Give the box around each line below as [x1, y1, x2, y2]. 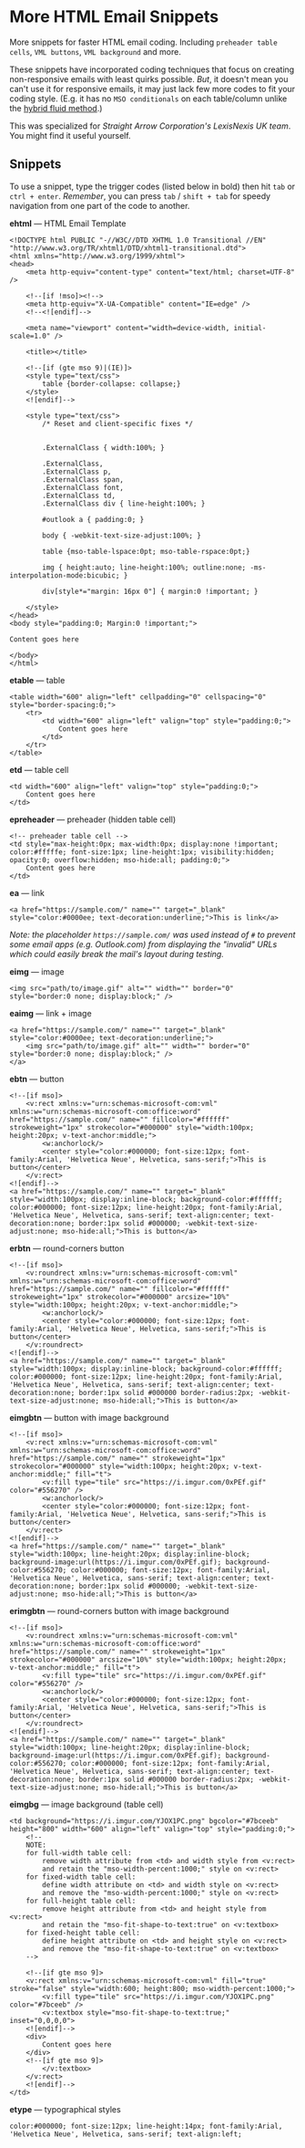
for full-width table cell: [25, 1848, 132, 1858]
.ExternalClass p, [42, 467, 112, 476]
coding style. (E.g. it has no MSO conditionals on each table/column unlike [9, 93, 288, 104]
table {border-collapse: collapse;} [42, 379, 181, 389]
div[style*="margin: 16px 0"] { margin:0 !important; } [42, 587, 259, 596]
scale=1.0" [9, 331, 51, 340]
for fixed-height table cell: [25, 1928, 141, 1937]
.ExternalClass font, [42, 483, 125, 492]
